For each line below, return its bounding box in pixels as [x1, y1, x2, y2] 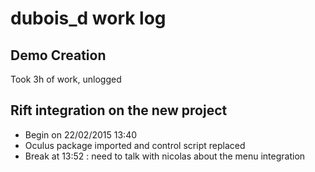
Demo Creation [10, 47, 107, 64]
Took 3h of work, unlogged [10, 73, 122, 85]
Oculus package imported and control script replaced [24, 139, 246, 151]
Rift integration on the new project [10, 102, 228, 119]
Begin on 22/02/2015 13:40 [24, 128, 138, 141]
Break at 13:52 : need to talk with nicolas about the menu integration [24, 150, 306, 162]
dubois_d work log [10, 7, 167, 30]
